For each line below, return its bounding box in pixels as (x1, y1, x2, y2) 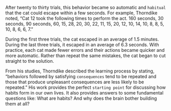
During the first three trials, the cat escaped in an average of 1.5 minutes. (5, 36, 159, 42)
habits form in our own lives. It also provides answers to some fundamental (5, 90, 164, 96)
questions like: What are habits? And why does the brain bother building (5, 95, 157, 101)
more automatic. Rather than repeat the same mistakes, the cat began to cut (5, 52, 166, 59)
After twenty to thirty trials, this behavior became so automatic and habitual (5, 5, 166, 10)
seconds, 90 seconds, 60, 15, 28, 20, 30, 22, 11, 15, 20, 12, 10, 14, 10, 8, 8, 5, (5, 21, 164, 27)
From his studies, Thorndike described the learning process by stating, (5, 68, 155, 74)
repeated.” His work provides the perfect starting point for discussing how (5, 84, 166, 90)
